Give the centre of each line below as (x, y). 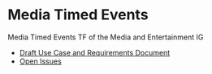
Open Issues (40, 61)
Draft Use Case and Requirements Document (95, 52)
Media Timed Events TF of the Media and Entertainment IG (106, 37)
